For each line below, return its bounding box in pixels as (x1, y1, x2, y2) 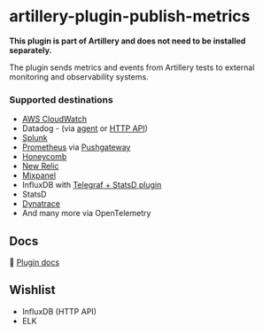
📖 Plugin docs (9, 257, 60, 267)
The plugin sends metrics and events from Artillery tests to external (9, 62, 255, 73)
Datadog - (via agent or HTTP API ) (21, 123, 149, 134)
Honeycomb (21, 151, 67, 162)
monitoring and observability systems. (9, 71, 149, 81)
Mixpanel (21, 170, 56, 181)
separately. (9, 44, 52, 55)
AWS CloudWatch (21, 113, 87, 125)
